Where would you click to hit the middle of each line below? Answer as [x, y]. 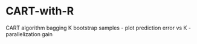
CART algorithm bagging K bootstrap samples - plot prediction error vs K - [98, 28]
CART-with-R [40, 11]
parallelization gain [29, 34]
